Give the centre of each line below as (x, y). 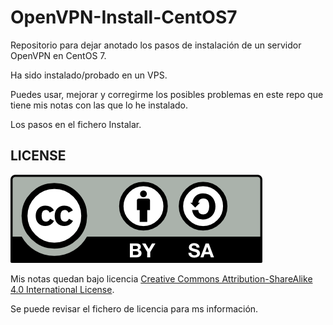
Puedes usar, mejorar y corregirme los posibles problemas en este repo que (167, 94)
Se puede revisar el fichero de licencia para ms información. (134, 308)
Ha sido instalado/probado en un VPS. (89, 75)
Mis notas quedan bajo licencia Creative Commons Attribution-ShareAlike (161, 278)
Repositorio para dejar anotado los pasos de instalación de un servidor (156, 45)
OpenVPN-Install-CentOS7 (124, 17)
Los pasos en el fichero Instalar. (76, 124)
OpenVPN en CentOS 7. (58, 55)
